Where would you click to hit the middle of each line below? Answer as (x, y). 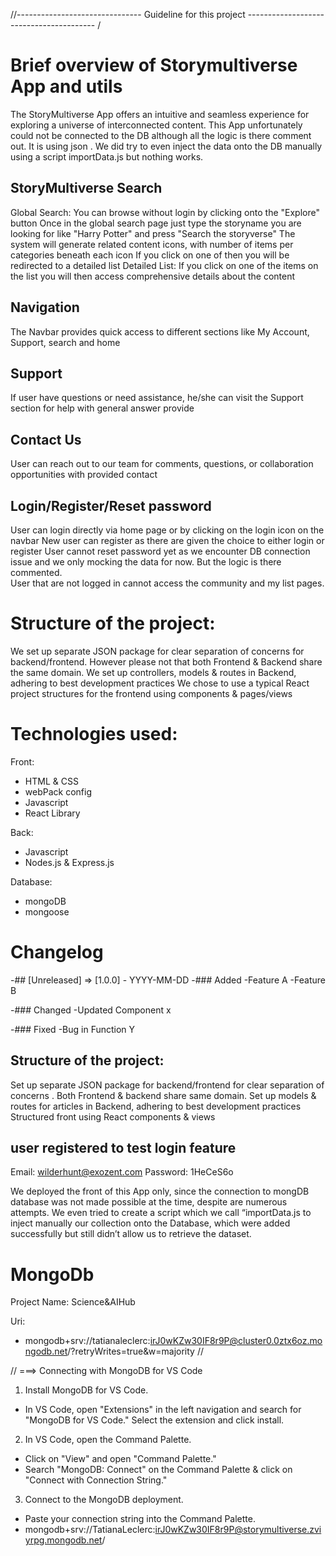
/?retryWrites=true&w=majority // (135, 1351)
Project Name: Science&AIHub (73, 1302)
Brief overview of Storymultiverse (154, 65)
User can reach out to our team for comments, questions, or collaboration (162, 464)
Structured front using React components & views (113, 1116)
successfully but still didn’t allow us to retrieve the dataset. (131, 1234)
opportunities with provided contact (84, 475)
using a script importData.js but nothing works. (107, 156)
